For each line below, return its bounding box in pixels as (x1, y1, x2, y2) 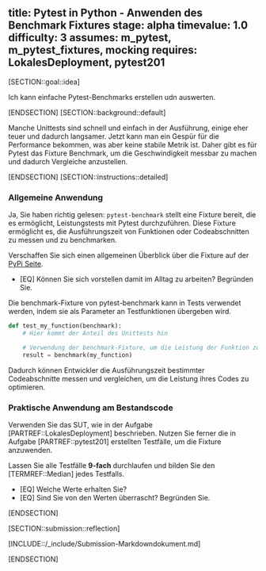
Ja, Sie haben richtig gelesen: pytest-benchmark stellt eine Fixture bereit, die (8, 210, 256, 220)
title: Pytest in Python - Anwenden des (8, 6, 203, 20)
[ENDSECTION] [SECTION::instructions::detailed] (8, 172, 169, 182)
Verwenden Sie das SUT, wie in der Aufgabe (8, 420, 153, 429)
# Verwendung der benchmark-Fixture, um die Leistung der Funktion (22, 343, 249, 351)
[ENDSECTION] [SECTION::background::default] (8, 107, 166, 117)
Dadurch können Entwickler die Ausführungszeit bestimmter (8, 365, 205, 375)
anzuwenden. (8, 445, 53, 454)
